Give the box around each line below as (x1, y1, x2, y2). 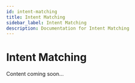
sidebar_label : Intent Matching (6, 20, 87, 25)
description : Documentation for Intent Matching (6, 25, 130, 31)
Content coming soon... (6, 71, 64, 78)
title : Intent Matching (6, 14, 66, 20)
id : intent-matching (6, 8, 58, 15)
